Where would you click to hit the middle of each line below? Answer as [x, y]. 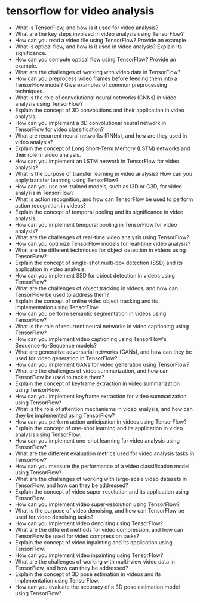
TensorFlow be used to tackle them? [59, 377]
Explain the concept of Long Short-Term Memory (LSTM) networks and [102, 148]
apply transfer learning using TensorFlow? [67, 180]
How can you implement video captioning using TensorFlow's [91, 339]
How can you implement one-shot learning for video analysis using [97, 440]
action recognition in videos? [50, 205]
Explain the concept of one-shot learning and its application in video [99, 428]
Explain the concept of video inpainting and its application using [93, 542]
